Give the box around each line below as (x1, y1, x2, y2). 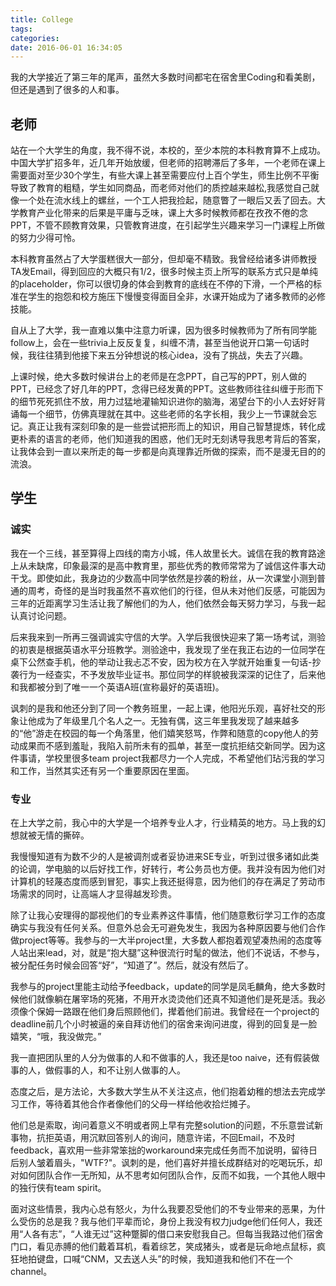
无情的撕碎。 (36, 829, 90, 841)
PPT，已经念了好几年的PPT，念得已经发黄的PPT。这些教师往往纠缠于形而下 (10, 383, 324, 395)
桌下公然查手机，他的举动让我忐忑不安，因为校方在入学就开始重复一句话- (10, 656, 313, 668)
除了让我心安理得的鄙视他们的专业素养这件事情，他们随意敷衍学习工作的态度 (10, 909, 326, 921)
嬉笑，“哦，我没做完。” (10, 1031, 102, 1043)
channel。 (10, 1266, 53, 1278)
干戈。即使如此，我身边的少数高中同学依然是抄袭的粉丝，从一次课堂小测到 (10, 572, 317, 584)
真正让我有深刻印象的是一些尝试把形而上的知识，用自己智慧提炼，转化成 (27, 421, 326, 433)
